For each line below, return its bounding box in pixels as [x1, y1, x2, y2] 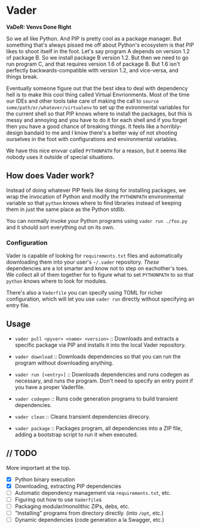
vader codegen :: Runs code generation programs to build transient [14, 395, 178, 402]
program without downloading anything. [14, 359, 113, 366]
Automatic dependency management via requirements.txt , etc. [14, 489, 171, 496]
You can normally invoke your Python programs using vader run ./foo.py [6, 217, 188, 224]
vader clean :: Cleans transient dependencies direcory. [14, 413, 150, 420]
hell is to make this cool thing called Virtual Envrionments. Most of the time [6, 91, 190, 98]
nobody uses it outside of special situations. [6, 153, 115, 160]
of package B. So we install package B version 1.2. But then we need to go [6, 54, 189, 61]
